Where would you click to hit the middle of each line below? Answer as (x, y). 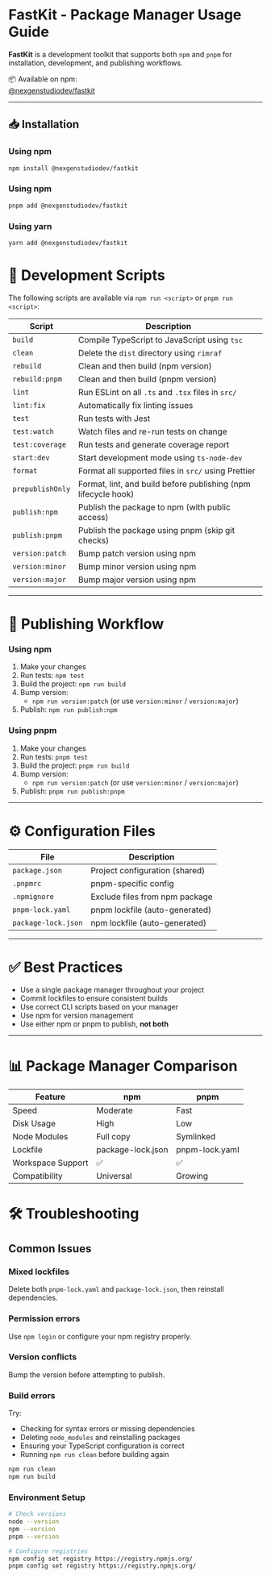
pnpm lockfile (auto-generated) (151, 910)
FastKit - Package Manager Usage (125, 15)
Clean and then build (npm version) (145, 366)
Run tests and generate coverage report (154, 444)
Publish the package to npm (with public (154, 507)
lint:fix (29, 405)
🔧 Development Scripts (87, 275)
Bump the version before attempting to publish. (87, 1374)
